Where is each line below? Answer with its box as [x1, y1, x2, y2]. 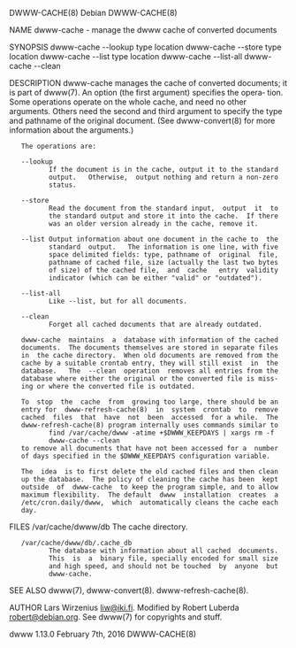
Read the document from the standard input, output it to [48, 204, 278, 212]
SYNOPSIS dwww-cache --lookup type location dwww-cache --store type [9, 42, 282, 52]
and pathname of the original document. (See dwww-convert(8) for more [9, 115, 276, 126]
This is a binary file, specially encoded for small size [48, 554, 278, 563]
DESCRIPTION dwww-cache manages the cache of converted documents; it [9, 78, 288, 88]
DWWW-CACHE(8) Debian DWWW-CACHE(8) [9, 8, 178, 18]
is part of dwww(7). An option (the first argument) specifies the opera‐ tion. [9, 88, 284, 97]
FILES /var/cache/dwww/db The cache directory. [9, 521, 188, 532]
